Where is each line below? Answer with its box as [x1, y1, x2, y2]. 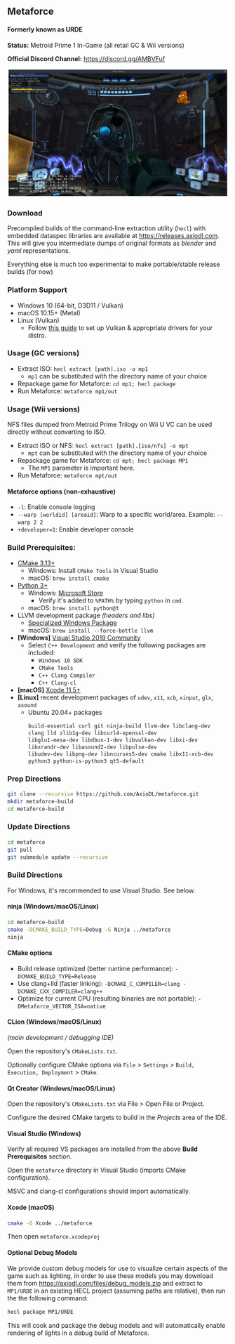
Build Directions [7, 870, 63, 880]
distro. [27, 331, 47, 339]
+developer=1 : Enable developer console [17, 525, 135, 534]
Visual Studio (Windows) [7, 1129, 82, 1138]
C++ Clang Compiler [38, 672, 96, 679]
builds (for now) [7, 268, 53, 276]
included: [27, 648, 55, 657]
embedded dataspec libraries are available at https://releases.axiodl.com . [7, 232, 220, 240]
